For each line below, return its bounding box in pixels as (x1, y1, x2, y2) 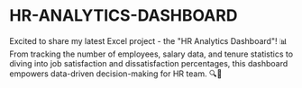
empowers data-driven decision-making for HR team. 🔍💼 (9, 68, 223, 79)
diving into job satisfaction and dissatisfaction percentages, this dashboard (9, 57, 288, 68)
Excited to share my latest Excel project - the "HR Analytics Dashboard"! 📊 (9, 35, 288, 46)
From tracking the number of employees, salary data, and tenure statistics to (9, 48, 294, 59)
